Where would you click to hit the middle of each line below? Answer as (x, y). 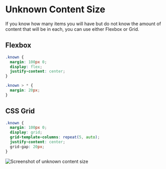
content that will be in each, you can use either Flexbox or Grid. (72, 29)
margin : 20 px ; (25, 90)
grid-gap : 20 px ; (27, 147)
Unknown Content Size (55, 10)
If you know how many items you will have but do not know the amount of (83, 24)
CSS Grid (20, 111)
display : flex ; (26, 67)
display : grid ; (26, 133)
